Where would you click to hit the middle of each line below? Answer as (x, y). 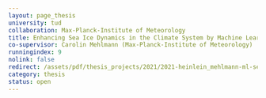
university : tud (35, 23)
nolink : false (32, 60)
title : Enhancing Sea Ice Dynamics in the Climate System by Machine (125, 38)
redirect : (25, 67)
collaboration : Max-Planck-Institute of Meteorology (97, 30)
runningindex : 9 (35, 52)
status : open (30, 81)
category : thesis (37, 74)
